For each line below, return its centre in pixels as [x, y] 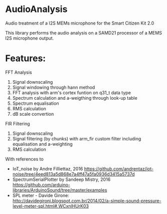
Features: [26, 58]
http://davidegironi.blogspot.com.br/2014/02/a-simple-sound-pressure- [87, 200]
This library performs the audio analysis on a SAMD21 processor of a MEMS [83, 33]
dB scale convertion [33, 114]
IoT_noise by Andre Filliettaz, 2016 [48, 168]
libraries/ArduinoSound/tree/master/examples [60, 190]
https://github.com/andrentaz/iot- [119, 168]
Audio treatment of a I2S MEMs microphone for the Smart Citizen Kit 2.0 [80, 23]
